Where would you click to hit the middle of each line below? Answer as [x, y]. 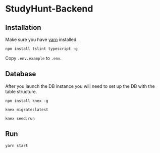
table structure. [21, 91]
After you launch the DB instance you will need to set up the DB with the [80, 86]
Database [21, 74]
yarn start [17, 145]
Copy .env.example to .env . [34, 58]
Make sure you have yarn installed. [42, 39]
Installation [23, 28]
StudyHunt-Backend [49, 9]
